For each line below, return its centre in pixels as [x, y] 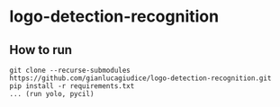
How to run [41, 50]
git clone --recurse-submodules [70, 70]
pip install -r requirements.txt [72, 86]
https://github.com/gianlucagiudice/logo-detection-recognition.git [140, 78]
